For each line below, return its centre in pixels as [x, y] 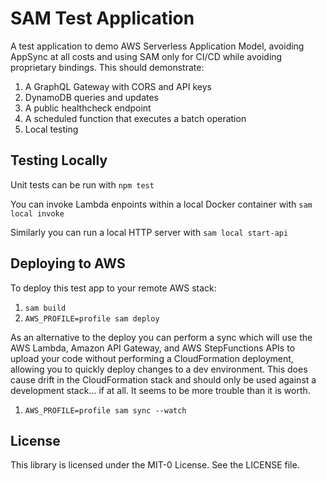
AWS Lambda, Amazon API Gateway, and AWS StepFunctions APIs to [153, 348]
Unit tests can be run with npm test [82, 184]
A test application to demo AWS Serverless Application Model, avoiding [157, 46]
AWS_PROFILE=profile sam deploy [92, 318]
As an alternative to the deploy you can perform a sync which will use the [161, 337]
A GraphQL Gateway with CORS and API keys [118, 86]
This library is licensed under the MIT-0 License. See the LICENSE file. [155, 465]
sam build [45, 308]
